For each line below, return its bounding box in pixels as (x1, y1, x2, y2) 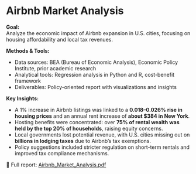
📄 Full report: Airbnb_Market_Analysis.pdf (6, 161, 106, 168)
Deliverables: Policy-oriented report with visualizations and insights (14, 83, 177, 90)
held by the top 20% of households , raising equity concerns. (14, 125, 163, 132)
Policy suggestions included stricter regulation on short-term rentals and (14, 144, 190, 151)
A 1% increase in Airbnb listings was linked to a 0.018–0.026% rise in (14, 106, 183, 113)
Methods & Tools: (6, 47, 50, 54)
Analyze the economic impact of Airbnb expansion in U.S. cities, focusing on (6, 29, 191, 36)
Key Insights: (6, 95, 39, 102)
